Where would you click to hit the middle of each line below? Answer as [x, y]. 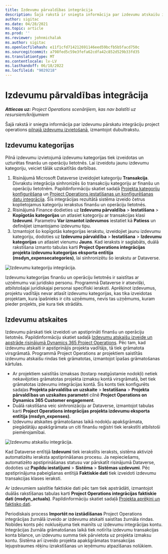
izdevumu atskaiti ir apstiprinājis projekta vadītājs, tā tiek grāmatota [75, 348]
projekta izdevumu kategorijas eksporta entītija [63, 252]
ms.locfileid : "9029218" [31, 71]
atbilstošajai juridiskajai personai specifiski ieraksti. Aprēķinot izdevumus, [81, 288]
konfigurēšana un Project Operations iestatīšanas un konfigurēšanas [83, 194]
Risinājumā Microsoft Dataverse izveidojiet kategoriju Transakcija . [80, 178]
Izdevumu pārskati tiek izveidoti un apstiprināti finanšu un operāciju [75, 332]
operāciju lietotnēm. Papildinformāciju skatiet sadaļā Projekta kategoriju [86, 188]
